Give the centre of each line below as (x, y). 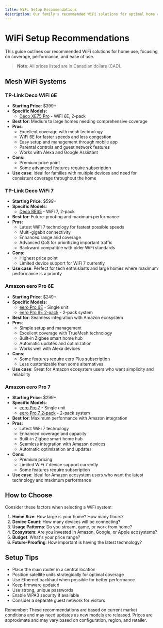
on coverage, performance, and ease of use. (50, 57)
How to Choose (29, 496)
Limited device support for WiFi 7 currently (62, 263)
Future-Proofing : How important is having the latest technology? (77, 542)
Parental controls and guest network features (65, 147)
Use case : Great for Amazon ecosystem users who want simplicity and (83, 369)
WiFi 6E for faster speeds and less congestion (65, 137)
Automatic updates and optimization (56, 343)
